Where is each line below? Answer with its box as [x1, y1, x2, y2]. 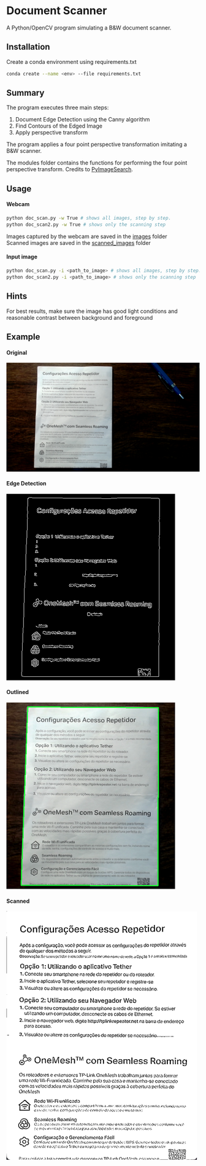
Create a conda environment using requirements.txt [6, 58, 137, 65]
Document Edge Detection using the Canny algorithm [15, 116, 150, 123]
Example [6, 331, 40, 342]
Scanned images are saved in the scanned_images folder [6, 239, 151, 246]
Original [6, 349, 28, 356]
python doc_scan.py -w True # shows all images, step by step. [6, 215, 172, 222]
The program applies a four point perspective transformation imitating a [6, 141, 187, 148]
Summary [6, 88, 45, 98]
